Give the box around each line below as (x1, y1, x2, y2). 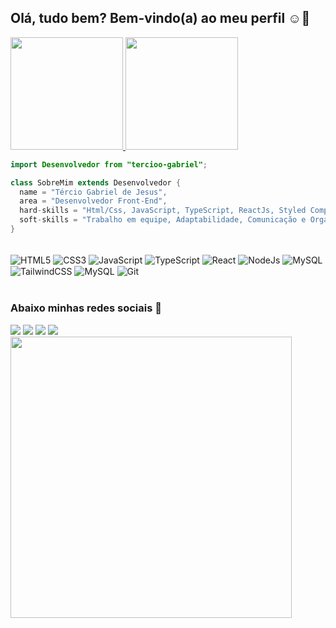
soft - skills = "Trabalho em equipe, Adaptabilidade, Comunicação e (19, 215, 307, 225)
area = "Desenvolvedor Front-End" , (19, 196, 168, 206)
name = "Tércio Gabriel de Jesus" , (19, 187, 168, 197)
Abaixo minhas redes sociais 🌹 (10, 301, 163, 315)
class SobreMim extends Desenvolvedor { (10, 177, 182, 188)
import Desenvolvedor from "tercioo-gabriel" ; (10, 159, 208, 170)
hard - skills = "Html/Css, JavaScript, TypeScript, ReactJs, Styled (19, 206, 307, 216)
